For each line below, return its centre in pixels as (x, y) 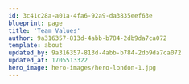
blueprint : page (35, 23)
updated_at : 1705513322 (48, 61)
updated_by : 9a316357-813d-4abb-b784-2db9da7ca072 (95, 53)
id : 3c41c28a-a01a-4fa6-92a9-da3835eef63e (80, 16)
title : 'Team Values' (45, 30)
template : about (35, 46)
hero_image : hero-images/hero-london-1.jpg (82, 68)
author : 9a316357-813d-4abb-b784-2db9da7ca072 (88, 38)
